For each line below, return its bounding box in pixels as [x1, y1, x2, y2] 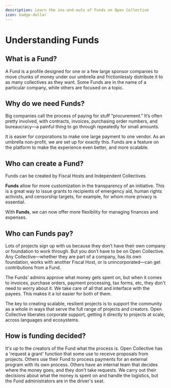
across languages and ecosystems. [5, 316, 80, 323]
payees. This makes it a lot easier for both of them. [5, 290, 112, 296]
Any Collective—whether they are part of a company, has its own [5, 254, 141, 260]
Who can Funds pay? [5, 229, 73, 238]
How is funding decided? [5, 332, 86, 340]
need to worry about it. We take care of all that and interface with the [5, 285, 150, 291]
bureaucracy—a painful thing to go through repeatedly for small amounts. [5, 124, 159, 130]
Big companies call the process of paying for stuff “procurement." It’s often [5, 113, 163, 119]
